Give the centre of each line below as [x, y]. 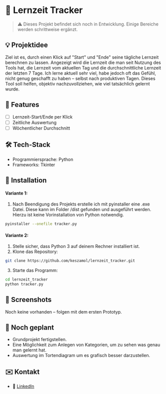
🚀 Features [22, 105]
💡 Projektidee [27, 45]
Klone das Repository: [35, 251]
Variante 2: [17, 235]
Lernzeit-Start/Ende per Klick [42, 116]
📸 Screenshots [28, 300]
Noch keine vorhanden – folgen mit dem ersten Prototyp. [64, 311]
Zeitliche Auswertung [34, 122]
